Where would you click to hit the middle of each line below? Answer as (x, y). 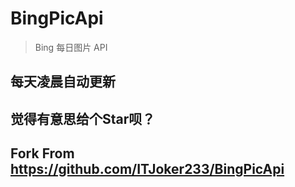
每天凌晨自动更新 (63, 82)
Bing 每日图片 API (71, 47)
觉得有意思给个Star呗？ (83, 118)
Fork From (42, 153)
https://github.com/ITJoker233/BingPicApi (147, 169)
